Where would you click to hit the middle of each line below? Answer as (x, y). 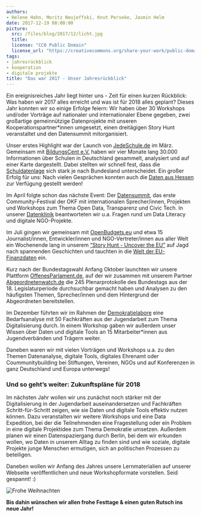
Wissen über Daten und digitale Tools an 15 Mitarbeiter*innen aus (87, 332)
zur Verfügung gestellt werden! (45, 184)
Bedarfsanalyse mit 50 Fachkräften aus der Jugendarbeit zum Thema (92, 319)
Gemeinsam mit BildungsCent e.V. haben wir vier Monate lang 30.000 (92, 152)
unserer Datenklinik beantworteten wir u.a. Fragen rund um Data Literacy (96, 214)
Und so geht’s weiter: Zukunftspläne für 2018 (73, 385)
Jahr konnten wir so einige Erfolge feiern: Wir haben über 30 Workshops (96, 108)
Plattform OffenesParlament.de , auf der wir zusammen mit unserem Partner (99, 276)
